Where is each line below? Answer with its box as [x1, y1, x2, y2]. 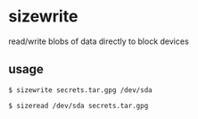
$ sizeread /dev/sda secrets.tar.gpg [8, 101, 149, 110]
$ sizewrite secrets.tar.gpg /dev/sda [8, 85, 153, 95]
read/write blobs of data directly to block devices [8, 36, 189, 47]
